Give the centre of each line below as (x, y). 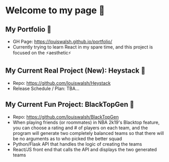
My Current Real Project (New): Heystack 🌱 (76, 71)
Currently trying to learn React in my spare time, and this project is (83, 47)
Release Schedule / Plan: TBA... (46, 88)
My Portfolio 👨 (28, 29)
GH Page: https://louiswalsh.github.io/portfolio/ (62, 41)
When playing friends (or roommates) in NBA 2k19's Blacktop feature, (86, 122)
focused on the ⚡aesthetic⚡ (42, 53)
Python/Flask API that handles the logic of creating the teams (77, 144)
